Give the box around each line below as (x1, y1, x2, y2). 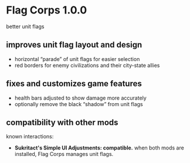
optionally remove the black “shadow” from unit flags (14, 100, 143, 107)
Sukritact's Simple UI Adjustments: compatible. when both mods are (14, 144, 185, 151)
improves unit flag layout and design (6, 40, 142, 50)
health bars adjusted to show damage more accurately (14, 94, 147, 101)
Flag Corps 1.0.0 (6, 4, 87, 17)
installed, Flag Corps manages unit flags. (14, 151, 114, 158)
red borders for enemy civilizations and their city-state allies (14, 62, 160, 69)
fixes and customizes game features (6, 79, 142, 89)
